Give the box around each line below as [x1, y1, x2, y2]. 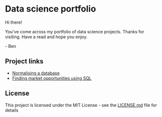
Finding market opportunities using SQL [12, 75, 92, 81]
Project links [5, 57, 44, 66]
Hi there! [5, 19, 22, 25]
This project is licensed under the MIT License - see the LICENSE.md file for [5, 102, 157, 108]
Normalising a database [12, 70, 60, 76]
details [5, 107, 18, 113]
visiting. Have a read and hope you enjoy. [5, 34, 88, 40]
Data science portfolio [5, 3, 96, 15]
